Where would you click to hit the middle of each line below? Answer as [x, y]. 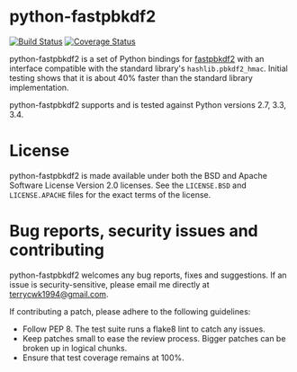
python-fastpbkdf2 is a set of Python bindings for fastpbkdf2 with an [137, 58]
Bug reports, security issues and [134, 231]
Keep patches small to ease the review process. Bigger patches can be [154, 338]
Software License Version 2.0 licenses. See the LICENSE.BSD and [128, 185]
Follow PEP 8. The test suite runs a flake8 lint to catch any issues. [144, 329]
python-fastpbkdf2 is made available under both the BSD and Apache [139, 175]
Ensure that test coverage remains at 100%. [103, 358]
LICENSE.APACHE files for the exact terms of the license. [110, 194]
